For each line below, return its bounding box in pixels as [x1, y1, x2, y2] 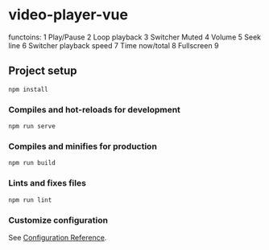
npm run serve [8, 122, 56, 130]
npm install [8, 85, 48, 93]
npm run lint [8, 195, 52, 204]
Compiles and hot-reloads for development [8, 104, 181, 115]
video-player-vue [8, 6, 129, 24]
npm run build [8, 159, 56, 167]
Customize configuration [8, 215, 109, 226]
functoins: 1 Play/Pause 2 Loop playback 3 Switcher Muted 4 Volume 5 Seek [8, 32, 262, 42]
